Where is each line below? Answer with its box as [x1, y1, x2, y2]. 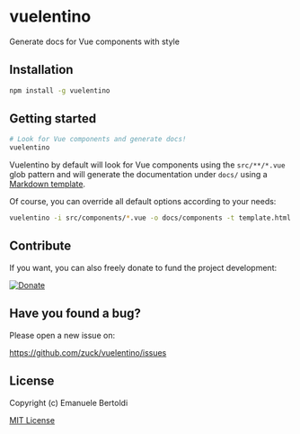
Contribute [9, 239, 72, 254]
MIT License [9, 414, 56, 425]
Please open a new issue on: [9, 330, 115, 340]
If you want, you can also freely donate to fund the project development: [9, 262, 277, 273]
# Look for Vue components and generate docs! [9, 135, 187, 144]
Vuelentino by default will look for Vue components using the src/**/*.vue [9, 159, 286, 170]
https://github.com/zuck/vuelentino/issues [9, 347, 167, 357]
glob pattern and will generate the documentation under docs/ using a [9, 169, 268, 180]
